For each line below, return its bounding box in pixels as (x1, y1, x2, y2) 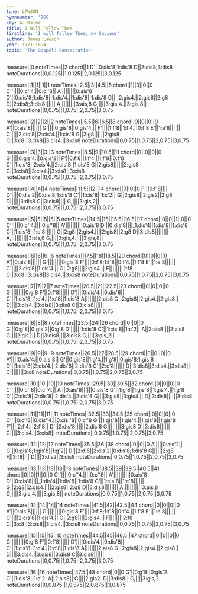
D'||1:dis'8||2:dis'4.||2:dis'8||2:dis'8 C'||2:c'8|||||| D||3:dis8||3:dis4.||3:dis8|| (6, 362, 190, 369)
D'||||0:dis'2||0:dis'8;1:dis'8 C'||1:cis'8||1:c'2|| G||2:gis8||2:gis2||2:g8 (6, 191, 173, 199)
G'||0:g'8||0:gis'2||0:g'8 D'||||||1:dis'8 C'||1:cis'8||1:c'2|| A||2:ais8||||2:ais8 (6, 325, 185, 333)
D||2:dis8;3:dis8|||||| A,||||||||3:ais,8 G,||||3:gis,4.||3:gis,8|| (6, 100, 147, 107)
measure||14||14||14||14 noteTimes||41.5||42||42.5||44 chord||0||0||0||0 (6, 502, 180, 509)
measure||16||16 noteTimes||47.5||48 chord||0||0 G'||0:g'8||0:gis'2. (6, 569, 169, 576)
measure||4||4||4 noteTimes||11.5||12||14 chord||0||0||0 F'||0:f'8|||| (6, 185, 168, 192)
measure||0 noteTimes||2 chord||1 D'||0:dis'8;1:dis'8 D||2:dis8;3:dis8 (6, 63, 173, 71)
